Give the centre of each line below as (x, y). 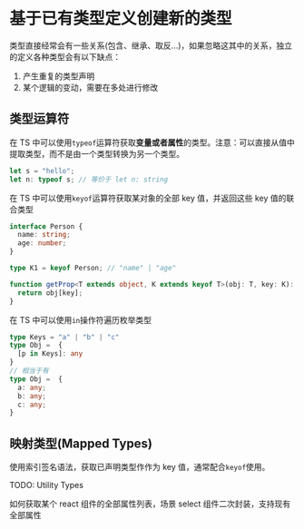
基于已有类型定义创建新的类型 (121, 19)
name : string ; (44, 235)
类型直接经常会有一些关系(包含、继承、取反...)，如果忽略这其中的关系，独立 (151, 45)
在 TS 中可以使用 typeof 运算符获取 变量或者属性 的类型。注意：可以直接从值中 (152, 142)
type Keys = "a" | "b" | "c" (64, 337)
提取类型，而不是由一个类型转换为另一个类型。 (97, 153)
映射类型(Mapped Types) (81, 443)
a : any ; (32, 387)
